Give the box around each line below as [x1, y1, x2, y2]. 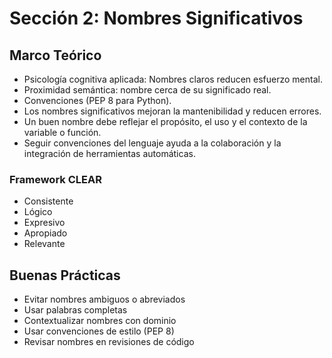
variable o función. [23, 127, 102, 138]
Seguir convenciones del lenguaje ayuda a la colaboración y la [23, 137, 282, 149]
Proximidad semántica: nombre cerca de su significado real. [23, 84, 272, 96]
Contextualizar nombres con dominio [23, 315, 177, 327]
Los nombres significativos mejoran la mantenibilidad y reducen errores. [23, 105, 322, 117]
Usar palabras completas [23, 304, 128, 316]
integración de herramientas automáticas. [23, 148, 196, 159]
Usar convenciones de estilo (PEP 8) [23, 325, 175, 337]
